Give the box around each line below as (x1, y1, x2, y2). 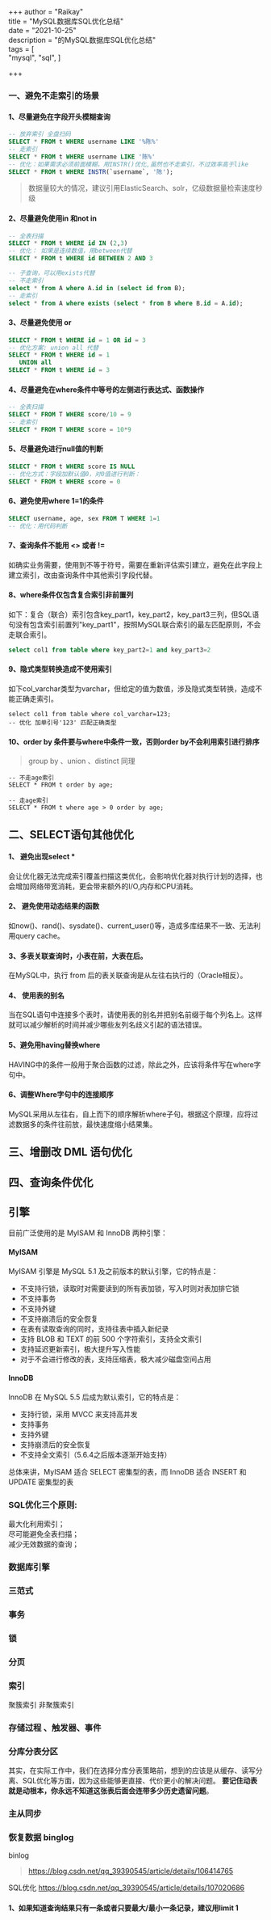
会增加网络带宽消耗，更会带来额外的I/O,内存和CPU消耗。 (8, 881, 198, 891)
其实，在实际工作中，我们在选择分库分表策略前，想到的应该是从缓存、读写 (8, 1766, 256, 1775)
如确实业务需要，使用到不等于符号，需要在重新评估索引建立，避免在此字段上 (8, 559, 263, 569)
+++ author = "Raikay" (8, 7, 83, 16)
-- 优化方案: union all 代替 (8, 344, 99, 352)
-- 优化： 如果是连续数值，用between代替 (8, 247, 133, 255)
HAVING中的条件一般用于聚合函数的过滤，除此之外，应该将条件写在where (8, 1059, 254, 1070)
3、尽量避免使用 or (8, 318, 72, 327)
